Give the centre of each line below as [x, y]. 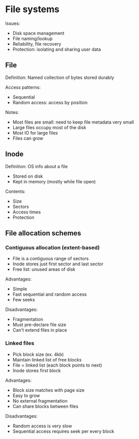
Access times [27, 212]
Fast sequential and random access [50, 294]
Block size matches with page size [49, 390]
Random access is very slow [42, 426]
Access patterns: [23, 87]
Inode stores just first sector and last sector [58, 264]
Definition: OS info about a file [37, 166]
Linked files [20, 343]
